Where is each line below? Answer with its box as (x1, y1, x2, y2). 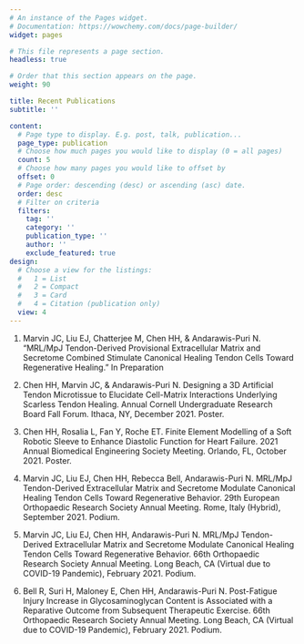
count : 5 (17, 156, 51, 165)
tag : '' (25, 215, 55, 224)
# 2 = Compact (17, 282, 79, 291)
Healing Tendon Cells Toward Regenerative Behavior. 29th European (22, 492, 280, 503)
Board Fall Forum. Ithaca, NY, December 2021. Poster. (22, 408, 225, 419)
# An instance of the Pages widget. (9, 13, 148, 23)
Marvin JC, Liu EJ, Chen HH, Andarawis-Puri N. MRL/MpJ (22, 529, 239, 540)
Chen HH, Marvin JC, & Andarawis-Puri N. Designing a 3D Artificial (22, 379, 274, 390)
